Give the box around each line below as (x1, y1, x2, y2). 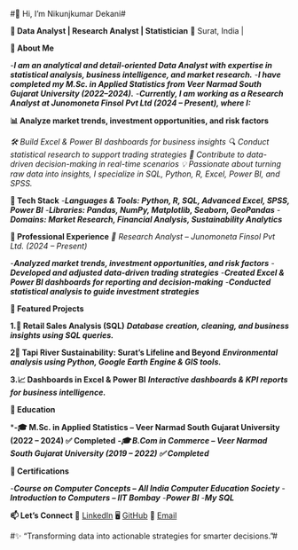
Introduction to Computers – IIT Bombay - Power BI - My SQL (10, 492, 234, 503)
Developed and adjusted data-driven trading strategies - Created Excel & (10, 267, 285, 278)
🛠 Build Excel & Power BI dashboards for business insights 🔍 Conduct (10, 137, 270, 146)
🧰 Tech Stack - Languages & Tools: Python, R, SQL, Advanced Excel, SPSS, (10, 195, 290, 206)
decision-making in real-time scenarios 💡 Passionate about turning (35, 159, 282, 169)
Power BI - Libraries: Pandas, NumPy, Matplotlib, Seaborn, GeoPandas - (10, 205, 281, 215)
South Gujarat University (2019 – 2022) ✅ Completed (10, 448, 209, 459)
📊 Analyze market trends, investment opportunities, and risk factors (10, 115, 270, 126)
